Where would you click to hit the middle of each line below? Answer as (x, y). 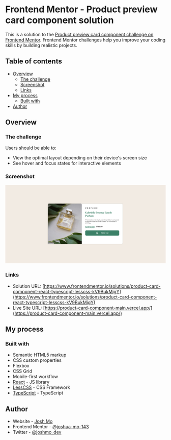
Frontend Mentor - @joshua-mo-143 (51, 427)
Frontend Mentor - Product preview (81, 9)
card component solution (60, 20)
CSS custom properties (37, 360)
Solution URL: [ (28, 286)
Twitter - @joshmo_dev (37, 432)
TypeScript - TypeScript (38, 393)
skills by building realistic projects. (41, 45)
